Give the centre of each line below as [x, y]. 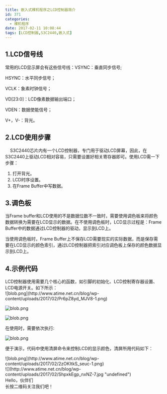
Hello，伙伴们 [19, 380]
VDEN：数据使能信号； [29, 110]
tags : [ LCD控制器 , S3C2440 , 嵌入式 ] [39, 33]
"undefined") [118, 375]
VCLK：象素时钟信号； [28, 88]
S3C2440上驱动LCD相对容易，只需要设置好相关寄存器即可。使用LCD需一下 [83, 156]
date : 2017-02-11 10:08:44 [33, 28]
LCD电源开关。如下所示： [31, 288]
